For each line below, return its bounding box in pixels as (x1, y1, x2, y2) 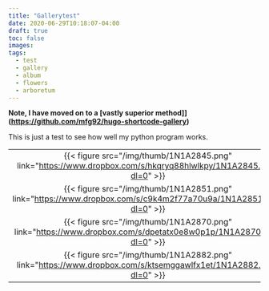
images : (8, 42, 34, 50)
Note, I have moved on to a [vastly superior (8, 108, 155, 118)
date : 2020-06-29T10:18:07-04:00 (8, 19, 120, 27)
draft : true (8, 26, 48, 34)
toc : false (8, 34, 45, 42)
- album (15, 71, 42, 79)
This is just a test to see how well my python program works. (8, 132, 208, 142)
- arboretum (15, 86, 56, 95)
